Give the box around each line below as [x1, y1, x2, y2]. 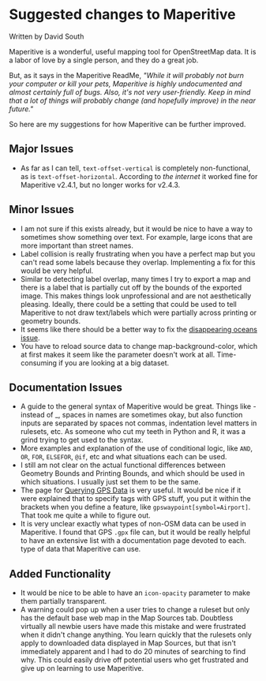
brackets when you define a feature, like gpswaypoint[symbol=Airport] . [20, 503, 251, 512]
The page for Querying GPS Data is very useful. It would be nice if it [20, 485, 242, 495]
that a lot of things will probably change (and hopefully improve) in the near [9, 95, 256, 105]
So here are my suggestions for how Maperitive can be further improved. [9, 119, 246, 129]
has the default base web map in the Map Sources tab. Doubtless [20, 613, 234, 623]
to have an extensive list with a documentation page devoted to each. [20, 536, 247, 545]
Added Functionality [9, 567, 111, 581]
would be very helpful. [20, 266, 94, 275]
